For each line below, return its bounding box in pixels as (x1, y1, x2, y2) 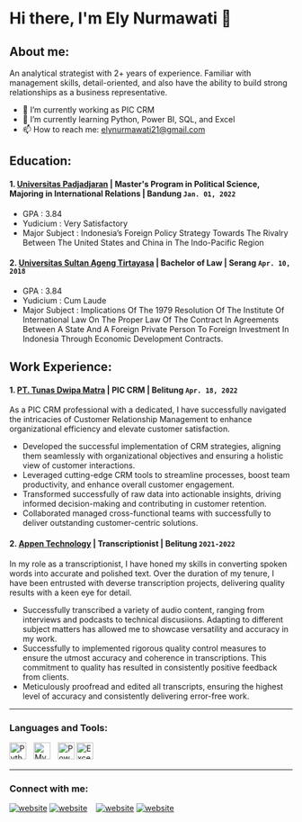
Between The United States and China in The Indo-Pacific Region (22, 237, 265, 248)
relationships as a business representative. (9, 87, 168, 97)
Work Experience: (9, 359, 112, 375)
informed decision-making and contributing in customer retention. (22, 499, 267, 510)
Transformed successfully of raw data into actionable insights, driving (22, 489, 281, 500)
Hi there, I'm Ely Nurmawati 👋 (9, 8, 232, 29)
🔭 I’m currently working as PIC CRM (22, 104, 155, 115)
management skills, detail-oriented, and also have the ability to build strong (9, 77, 288, 88)
